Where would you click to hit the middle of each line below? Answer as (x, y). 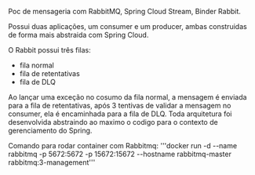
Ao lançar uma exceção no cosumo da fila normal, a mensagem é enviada (127, 97)
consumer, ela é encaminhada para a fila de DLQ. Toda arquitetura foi (120, 114)
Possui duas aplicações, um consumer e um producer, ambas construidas (127, 26)
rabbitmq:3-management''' (52, 162)
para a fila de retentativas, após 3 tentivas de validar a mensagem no (120, 106)
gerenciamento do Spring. (50, 130)
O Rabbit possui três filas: (50, 50)
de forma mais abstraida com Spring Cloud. (78, 35)
